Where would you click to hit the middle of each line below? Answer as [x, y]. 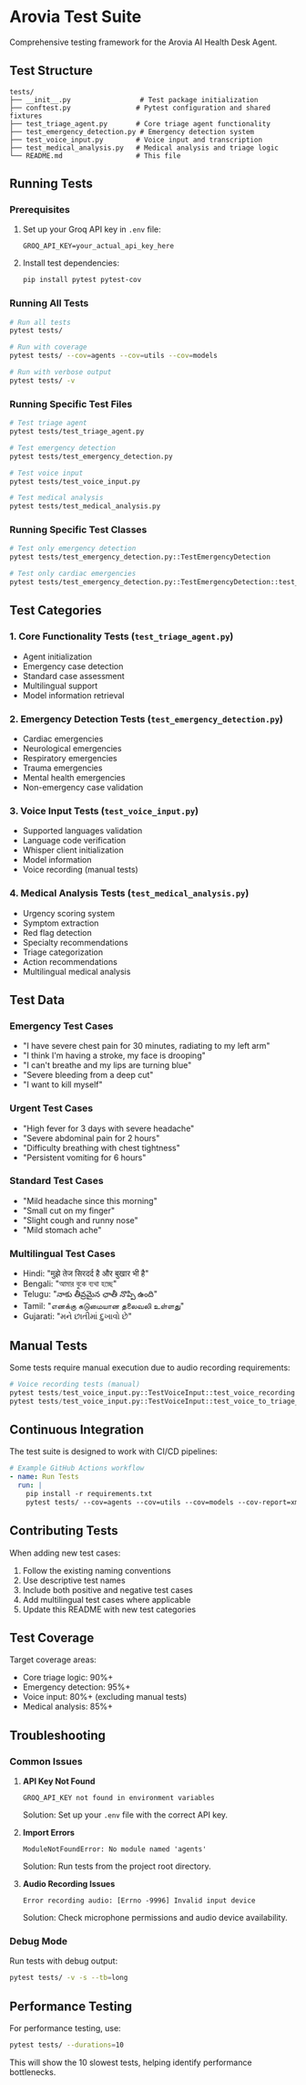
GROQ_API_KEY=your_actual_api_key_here [98, 246]
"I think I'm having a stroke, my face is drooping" [114, 1055]
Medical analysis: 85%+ [68, 1707]
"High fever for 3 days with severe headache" [108, 1128]
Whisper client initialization [73, 850]
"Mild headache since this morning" [90, 1200]
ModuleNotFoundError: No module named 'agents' [114, 1849]
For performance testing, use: [65, 2028]
